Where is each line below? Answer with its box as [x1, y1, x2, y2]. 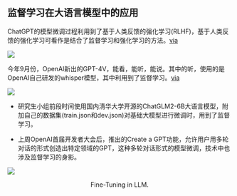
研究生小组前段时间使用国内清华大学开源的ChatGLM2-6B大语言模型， [17, 102, 223, 110]
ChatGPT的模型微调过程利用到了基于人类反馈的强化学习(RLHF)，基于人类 [7, 27, 223, 36]
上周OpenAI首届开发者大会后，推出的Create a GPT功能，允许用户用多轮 [17, 135, 229, 143]
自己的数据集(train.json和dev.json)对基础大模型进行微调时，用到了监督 [23, 110, 231, 119]
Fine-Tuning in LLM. [90, 180, 149, 189]
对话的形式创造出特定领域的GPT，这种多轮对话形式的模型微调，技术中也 [17, 143, 231, 152]
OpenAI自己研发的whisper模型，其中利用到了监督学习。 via [7, 73, 180, 82]
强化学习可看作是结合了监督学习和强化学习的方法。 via [19, 36, 179, 44]
